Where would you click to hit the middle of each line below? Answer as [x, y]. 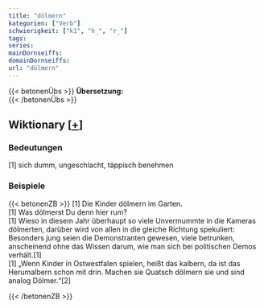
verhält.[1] [25, 255]
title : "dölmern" [37, 16]
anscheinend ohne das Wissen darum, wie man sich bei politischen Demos [132, 246]
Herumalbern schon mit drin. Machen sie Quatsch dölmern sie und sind [127, 272]
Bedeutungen [35, 148]
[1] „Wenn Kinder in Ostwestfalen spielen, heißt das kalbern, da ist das [124, 263]
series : [21, 46]
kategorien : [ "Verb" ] [45, 23]
